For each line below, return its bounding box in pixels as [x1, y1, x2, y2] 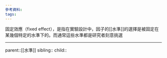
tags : [5, 12, 16, 17]
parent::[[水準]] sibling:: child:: [5, 47, 67, 53]
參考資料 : [5, 7, 22, 12]
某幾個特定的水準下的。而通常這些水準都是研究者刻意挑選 [5, 32, 123, 38]
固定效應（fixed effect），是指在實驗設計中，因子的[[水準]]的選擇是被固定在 [5, 26, 159, 32]
